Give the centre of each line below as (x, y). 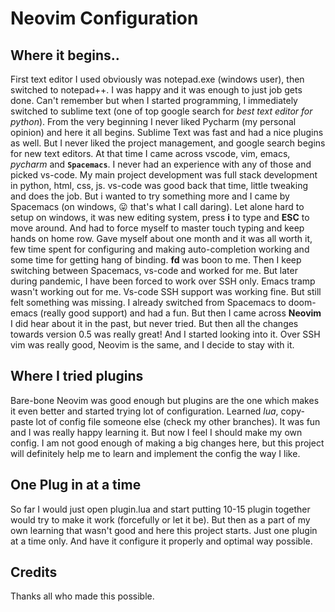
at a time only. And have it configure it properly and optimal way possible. (161, 541)
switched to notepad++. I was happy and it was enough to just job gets (156, 90)
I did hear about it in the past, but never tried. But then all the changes (154, 323)
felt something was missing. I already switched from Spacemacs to (148, 302)
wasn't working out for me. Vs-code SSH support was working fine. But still (166, 291)
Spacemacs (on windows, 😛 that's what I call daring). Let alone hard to (157, 206)
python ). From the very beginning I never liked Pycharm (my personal (153, 121)
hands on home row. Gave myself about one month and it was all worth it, (161, 238)
